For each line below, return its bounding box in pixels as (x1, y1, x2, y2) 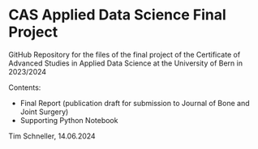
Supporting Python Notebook (19, 115, 118, 125)
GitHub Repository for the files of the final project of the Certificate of (8, 49, 241, 59)
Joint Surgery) (19, 107, 69, 117)
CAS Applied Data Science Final (8, 6, 227, 24)
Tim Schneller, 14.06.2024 (8, 131, 96, 141)
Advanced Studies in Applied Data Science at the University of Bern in (8, 58, 243, 68)
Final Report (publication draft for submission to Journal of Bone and (19, 98, 250, 108)
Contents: (8, 83, 41, 92)
